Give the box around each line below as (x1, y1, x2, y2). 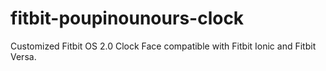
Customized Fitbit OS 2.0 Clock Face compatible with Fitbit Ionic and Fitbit (10, 40, 317, 52)
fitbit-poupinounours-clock (10, 7, 245, 30)
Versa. (10, 50, 37, 62)
